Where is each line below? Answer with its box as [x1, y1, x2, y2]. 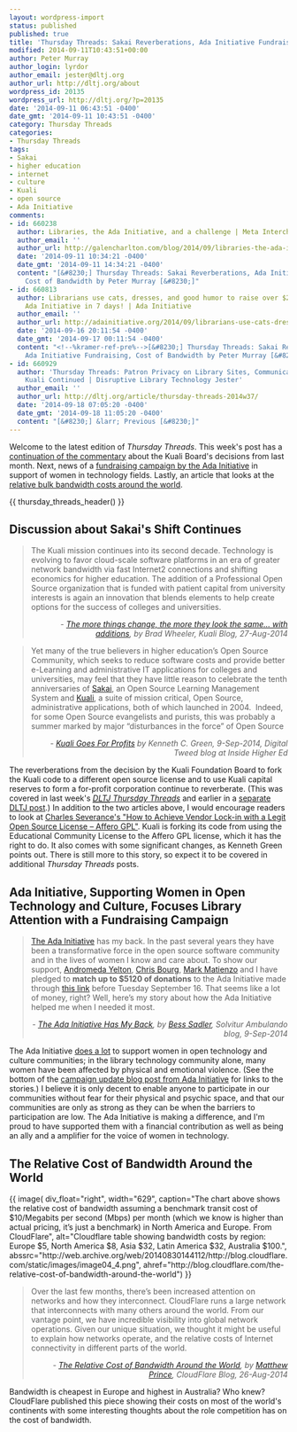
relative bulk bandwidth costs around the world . [9, 479, 183, 489]
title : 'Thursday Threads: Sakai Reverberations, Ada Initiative [9, 37, 255, 47]
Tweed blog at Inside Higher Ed [173, 747, 288, 758]
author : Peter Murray [9, 54, 89, 63]
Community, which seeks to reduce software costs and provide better [30, 655, 286, 666]
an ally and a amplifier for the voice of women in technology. [9, 1131, 230, 1141]
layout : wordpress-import [9, 12, 104, 22]
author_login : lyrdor [9, 63, 89, 72]
